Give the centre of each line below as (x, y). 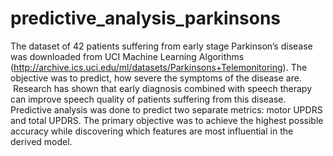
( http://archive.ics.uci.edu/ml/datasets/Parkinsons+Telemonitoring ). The (159, 67)
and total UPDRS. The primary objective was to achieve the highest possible (167, 120)
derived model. (41, 141)
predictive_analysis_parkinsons (146, 18)
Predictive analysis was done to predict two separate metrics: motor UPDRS (166, 109)
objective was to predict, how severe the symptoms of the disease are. (156, 78)
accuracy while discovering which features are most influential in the (152, 131)
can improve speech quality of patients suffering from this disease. (148, 99)
